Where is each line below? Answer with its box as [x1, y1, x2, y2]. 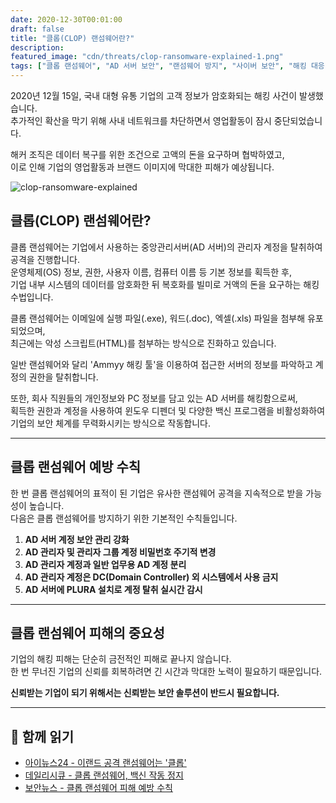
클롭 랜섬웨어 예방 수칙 [10, 459, 142, 476]
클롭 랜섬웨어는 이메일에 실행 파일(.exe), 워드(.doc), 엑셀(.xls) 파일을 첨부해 [10, 312, 306, 324]
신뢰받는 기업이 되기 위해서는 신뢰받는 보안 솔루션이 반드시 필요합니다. [10, 687, 280, 699]
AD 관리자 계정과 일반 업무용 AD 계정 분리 [24, 558, 187, 570]
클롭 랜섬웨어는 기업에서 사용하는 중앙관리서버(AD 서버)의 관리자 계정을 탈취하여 [10, 241, 323, 253]
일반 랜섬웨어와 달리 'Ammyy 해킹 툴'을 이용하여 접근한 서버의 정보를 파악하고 [10, 358, 313, 370]
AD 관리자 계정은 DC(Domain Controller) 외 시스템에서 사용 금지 [24, 571, 279, 583]
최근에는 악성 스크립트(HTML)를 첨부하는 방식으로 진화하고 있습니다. [10, 337, 277, 349]
